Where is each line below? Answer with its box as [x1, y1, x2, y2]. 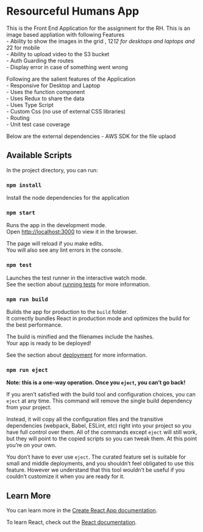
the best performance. [6, 321, 63, 328]
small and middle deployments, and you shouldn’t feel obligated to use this [6, 460, 194, 467]
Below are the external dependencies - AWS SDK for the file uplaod [6, 133, 176, 140]
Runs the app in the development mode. [6, 222, 107, 229]
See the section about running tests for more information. [6, 280, 151, 288]
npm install [6, 181, 42, 189]
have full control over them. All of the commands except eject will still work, [6, 429, 198, 436]
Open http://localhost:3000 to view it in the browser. [6, 228, 138, 236]
